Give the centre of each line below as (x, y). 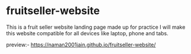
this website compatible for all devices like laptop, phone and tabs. (87, 33)
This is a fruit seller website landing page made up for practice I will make (96, 27)
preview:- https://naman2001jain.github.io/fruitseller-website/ (81, 45)
